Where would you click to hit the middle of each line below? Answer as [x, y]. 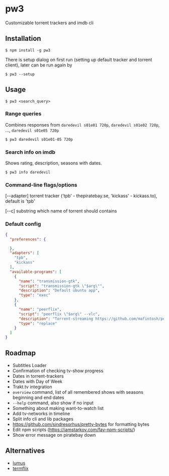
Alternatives [25, 451]
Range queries [23, 114]
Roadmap [21, 353]
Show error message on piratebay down [54, 435]
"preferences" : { [28, 239]
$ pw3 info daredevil [28, 172]
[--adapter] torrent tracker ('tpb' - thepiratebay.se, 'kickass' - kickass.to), [81, 196]
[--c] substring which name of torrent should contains [61, 211]
